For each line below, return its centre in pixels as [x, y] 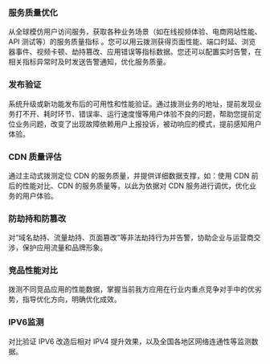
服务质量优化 [33, 12]
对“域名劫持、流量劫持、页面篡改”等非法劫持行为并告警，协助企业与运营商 [131, 238]
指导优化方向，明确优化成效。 [72, 300]
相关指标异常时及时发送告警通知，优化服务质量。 [89, 62]
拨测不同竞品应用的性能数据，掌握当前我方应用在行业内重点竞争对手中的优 [131, 289]
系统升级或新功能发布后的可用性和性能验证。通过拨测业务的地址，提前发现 [131, 104]
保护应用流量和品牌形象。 [64, 247]
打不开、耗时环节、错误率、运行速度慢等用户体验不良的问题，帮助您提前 [135, 113]
